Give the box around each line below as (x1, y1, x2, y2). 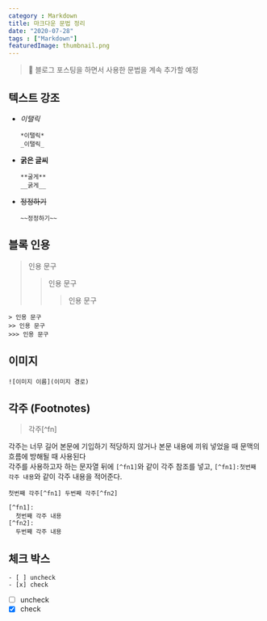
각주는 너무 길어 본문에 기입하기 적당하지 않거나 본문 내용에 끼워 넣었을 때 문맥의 (8, 442, 261, 451)
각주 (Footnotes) (8, 401, 91, 415)
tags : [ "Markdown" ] (8, 34, 78, 43)
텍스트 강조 (8, 90, 60, 105)
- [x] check (8, 581, 48, 590)
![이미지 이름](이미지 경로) (8, 377, 90, 386)
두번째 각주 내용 (15, 528, 62, 536)
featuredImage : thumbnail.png (8, 42, 111, 50)
